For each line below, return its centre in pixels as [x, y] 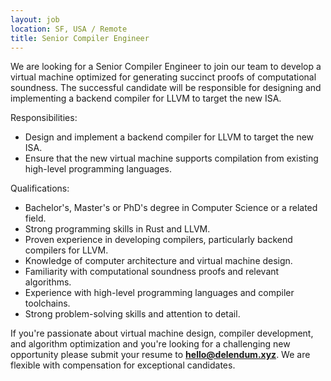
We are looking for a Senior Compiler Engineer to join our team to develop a [166, 67]
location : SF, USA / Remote [69, 29]
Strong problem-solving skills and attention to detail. [132, 314]
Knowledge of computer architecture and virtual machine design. [158, 261]
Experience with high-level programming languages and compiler [159, 293]
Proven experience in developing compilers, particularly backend [158, 240]
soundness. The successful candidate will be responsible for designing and [166, 88]
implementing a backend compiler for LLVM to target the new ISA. [146, 98]
